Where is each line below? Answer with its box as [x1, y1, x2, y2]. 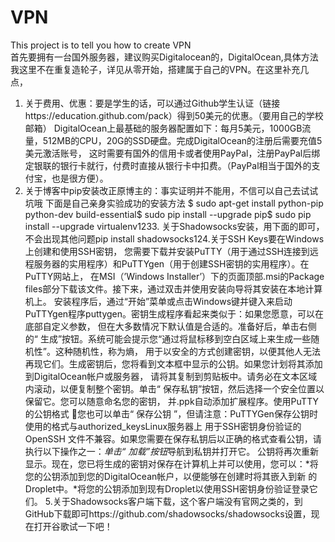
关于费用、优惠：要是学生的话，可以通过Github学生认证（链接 [24, 97, 281, 109]
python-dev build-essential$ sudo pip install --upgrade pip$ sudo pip [24, 208, 312, 220]
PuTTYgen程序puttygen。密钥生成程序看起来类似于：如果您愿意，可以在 [24, 307, 324, 320]
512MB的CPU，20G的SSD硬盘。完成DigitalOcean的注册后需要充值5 [42, 134, 323, 146]
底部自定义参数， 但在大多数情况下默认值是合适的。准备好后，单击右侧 [24, 320, 317, 332]
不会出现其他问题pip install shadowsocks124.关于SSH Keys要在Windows [24, 232, 325, 245]
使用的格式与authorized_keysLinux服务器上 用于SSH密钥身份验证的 [24, 420, 302, 432]
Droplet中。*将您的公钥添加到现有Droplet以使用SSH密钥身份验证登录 [24, 482, 310, 495]
